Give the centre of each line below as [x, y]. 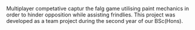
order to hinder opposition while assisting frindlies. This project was [91, 15]
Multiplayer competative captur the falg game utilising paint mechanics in [98, 9]
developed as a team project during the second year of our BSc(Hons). [95, 21]
